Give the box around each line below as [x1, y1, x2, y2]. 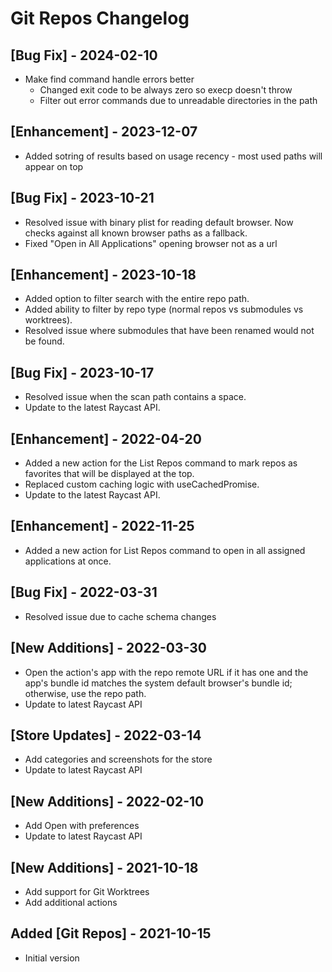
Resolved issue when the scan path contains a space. [24, 391, 247, 403]
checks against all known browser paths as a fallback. [24, 227, 248, 239]
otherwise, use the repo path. [24, 687, 147, 699]
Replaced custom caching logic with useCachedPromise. [24, 478, 260, 491]
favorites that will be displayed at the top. [24, 468, 195, 480]
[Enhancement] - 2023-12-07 [10, 123, 198, 141]
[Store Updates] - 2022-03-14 [10, 727, 202, 744]
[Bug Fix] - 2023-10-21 [10, 190, 155, 207]
